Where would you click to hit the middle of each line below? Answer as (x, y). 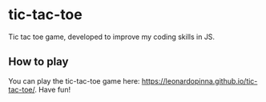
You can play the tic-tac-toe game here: (74, 80)
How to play (38, 62)
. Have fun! (52, 89)
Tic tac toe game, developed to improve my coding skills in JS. (111, 37)
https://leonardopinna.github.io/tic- (199, 80)
